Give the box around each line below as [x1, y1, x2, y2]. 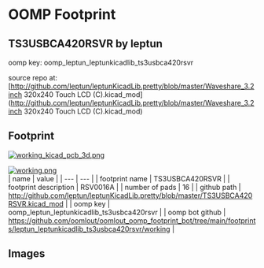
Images [8, 247, 46, 261]
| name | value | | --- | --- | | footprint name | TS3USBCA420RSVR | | [8, 173, 230, 183]
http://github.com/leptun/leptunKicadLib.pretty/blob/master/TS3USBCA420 [8, 191, 253, 200]
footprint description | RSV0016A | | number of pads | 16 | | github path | [8, 182, 241, 192]
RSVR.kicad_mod [8, 199, 64, 208]
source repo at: [8, 73, 57, 82]
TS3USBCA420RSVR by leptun [8, 37, 163, 50]
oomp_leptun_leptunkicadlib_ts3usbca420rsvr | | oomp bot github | [8, 207, 226, 217]
